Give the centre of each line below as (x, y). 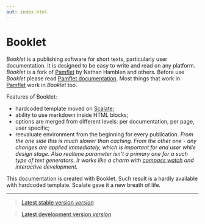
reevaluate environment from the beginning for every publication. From (104, 134)
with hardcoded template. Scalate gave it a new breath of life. (84, 185)
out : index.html (27, 12)
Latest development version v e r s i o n (66, 214)
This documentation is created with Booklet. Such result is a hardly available (102, 178)
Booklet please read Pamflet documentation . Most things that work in (93, 78)
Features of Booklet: (32, 96)
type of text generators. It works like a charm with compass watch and (104, 160)
